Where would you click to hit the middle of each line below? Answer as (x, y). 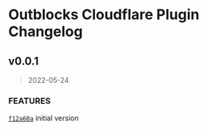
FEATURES (30, 100)
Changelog (46, 32)
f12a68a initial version (44, 118)
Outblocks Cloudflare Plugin (104, 15)
